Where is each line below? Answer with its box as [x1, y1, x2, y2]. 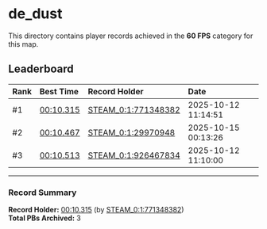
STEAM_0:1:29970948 [87, 127, 176, 138]
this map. [8, 39, 39, 48]
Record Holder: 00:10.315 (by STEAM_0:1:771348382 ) [8, 205, 184, 215]
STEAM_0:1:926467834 [87, 150, 180, 161]
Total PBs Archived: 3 [8, 213, 81, 223]
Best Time [39, 86, 79, 97]
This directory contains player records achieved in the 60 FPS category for [8, 31, 253, 40]
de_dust [8, 5, 63, 23]
